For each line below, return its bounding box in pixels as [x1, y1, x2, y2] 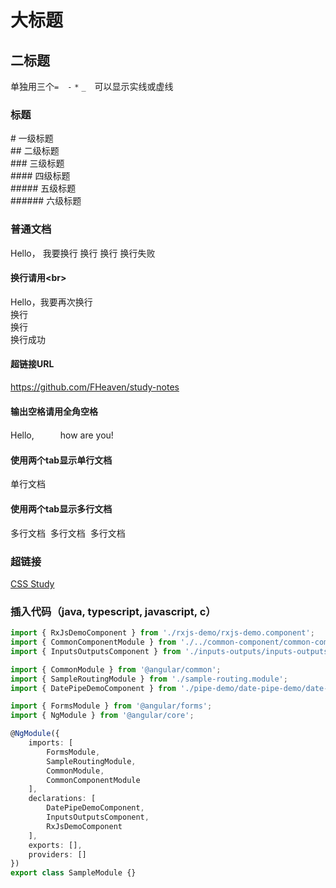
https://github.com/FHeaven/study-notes [10, 381, 180, 393]
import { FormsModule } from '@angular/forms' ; [10, 701, 213, 711]
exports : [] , [28, 840, 83, 850]
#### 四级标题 [10, 170, 71, 182]
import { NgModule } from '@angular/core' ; [10, 711, 195, 721]
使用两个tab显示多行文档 [10, 503, 113, 515]
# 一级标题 [10, 132, 54, 145]
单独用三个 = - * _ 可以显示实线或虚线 [10, 81, 174, 92]
